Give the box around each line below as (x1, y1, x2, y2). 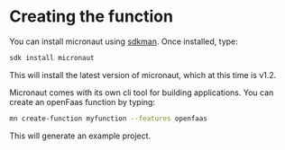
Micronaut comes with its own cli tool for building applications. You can (9, 87, 274, 98)
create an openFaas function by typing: (9, 96, 156, 107)
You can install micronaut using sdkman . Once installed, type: (9, 36, 239, 47)
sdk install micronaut (9, 53, 95, 62)
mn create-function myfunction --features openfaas (9, 114, 207, 123)
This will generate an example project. (9, 130, 152, 141)
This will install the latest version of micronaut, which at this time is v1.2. (9, 69, 277, 80)
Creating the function (9, 6, 174, 27)
